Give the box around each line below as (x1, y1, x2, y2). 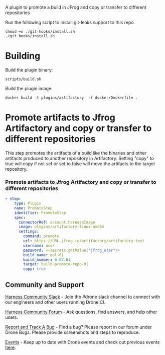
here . (5, 344, 16, 350)
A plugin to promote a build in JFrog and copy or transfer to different (5, 5, 146, 10)
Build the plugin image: (5, 85, 53, 91)
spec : (14, 215, 26, 220)
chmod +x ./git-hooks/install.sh (5, 29, 75, 34)
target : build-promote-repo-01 (23, 262, 89, 267)
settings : (18, 229, 39, 234)
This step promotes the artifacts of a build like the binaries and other (5, 150, 147, 156)
